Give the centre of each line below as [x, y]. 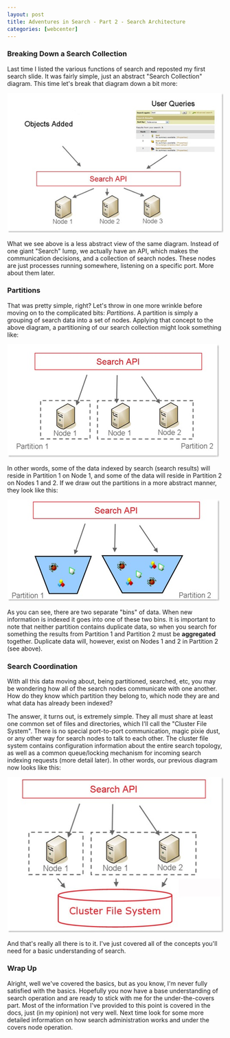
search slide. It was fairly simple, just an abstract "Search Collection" [105, 76]
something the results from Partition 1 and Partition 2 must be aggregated [112, 634]
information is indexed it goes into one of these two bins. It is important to [111, 619]
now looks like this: [34, 768]
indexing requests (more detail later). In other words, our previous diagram [112, 760]
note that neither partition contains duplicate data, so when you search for [112, 627]
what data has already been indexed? [60, 703]
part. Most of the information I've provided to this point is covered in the [109, 1005]
